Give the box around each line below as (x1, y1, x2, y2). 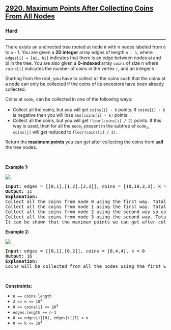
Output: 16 (5, 253, 33, 259)
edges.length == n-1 (12, 310, 56, 315)
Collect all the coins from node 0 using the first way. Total (5, 199, 166, 205)
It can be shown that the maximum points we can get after (5, 219, 156, 225)
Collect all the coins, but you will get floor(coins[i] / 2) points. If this (12, 117, 162, 124)
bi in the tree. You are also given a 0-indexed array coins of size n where (5, 60, 159, 66)
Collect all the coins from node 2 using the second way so (5, 209, 159, 215)
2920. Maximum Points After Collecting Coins (5, 4, 154, 13)
